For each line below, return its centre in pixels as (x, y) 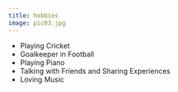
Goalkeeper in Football (57, 54)
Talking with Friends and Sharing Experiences (95, 71)
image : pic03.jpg (37, 23)
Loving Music (42, 79)
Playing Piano (42, 62)
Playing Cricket (45, 45)
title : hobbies (34, 15)
